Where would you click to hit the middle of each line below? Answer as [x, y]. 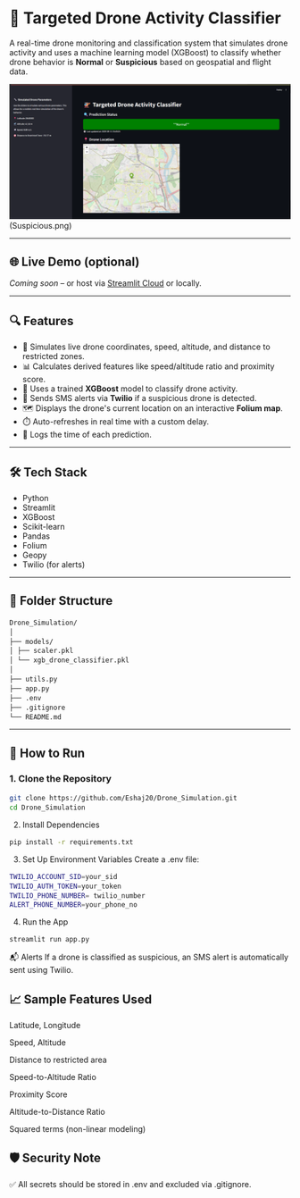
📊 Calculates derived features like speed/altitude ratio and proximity [148, 366]
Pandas [36, 536]
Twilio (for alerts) [54, 565]
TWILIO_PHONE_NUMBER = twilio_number [77, 896]
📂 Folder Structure [61, 601]
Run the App [45, 922]
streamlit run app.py [50, 940]
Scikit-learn [43, 527]
